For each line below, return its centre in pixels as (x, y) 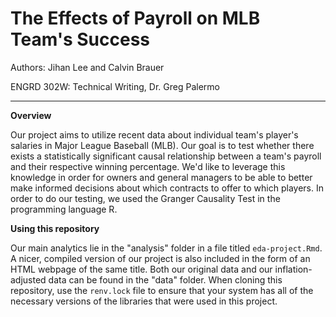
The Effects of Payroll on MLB (135, 18)
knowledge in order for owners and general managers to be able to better (161, 177)
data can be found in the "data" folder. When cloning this (165, 279)
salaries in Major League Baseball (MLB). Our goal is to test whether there (162, 145)
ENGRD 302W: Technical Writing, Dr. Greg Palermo (115, 86)
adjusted (28, 279)
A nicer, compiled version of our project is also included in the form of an (160, 258)
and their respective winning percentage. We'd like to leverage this (148, 166)
